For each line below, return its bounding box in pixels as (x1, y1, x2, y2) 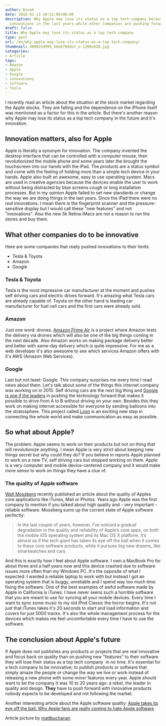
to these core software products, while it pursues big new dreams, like (17, 543, 161, 549)
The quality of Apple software (5, 480, 78, 487)
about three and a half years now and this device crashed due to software (5, 563, 156, 569)
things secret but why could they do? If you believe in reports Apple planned (5, 451, 161, 457)
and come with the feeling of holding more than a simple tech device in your (5, 169, 160, 175)
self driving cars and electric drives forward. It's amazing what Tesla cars (5, 293, 155, 299)
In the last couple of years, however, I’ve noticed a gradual (17, 522, 137, 528)
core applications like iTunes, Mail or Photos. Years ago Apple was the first (5, 497, 157, 503)
